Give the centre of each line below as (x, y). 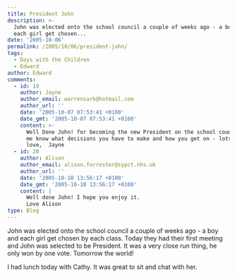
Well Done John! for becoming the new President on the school (121, 132)
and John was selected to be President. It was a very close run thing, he (112, 246)
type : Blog (23, 211)
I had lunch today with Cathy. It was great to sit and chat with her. (102, 267)
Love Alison (43, 204)
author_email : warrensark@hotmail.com (77, 99)
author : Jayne (41, 92)
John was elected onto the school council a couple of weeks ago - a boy (113, 231)
